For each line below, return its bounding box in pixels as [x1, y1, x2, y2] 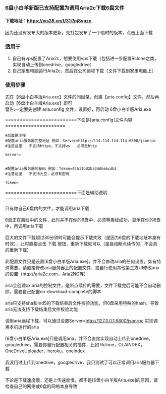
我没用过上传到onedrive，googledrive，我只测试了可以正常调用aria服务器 [5, 359, 155, 365]
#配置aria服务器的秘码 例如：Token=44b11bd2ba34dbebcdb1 [5, 166, 117, 171]
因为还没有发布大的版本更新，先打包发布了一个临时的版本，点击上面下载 [5, 30, 153, 36]
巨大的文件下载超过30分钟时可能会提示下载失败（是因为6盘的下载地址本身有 [5, 235, 161, 240]
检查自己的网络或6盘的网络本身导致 [5, 383, 78, 389]
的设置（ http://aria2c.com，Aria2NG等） [5, 271, 88, 277]
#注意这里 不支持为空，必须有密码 [5, 171, 69, 176]
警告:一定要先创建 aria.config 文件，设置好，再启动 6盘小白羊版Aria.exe [5, 106, 151, 112]
